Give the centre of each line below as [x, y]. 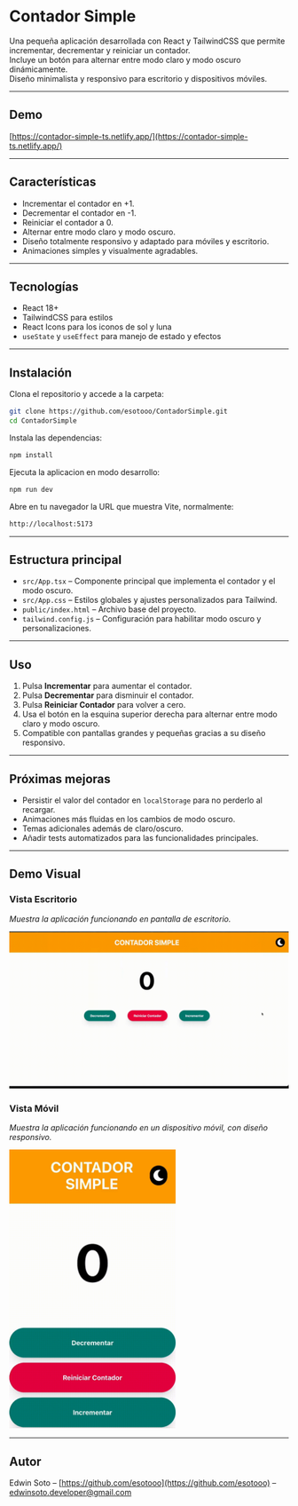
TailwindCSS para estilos [67, 318]
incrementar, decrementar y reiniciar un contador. [100, 50]
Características [53, 182]
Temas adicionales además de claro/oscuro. [102, 828]
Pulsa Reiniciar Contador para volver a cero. [104, 705]
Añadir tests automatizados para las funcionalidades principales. [140, 838]
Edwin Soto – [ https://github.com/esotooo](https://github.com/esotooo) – [143, 1483]
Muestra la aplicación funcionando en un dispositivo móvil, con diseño [139, 1128]
